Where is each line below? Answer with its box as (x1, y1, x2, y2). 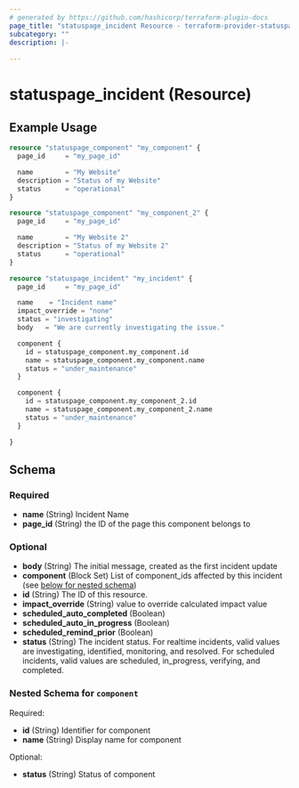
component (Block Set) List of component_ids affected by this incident (21, 571, 283, 581)
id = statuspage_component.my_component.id (25, 347, 190, 356)
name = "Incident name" (17, 298, 117, 307)
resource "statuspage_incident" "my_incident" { (9, 273, 193, 283)
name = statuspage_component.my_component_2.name (25, 405, 214, 414)
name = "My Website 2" (17, 233, 129, 242)
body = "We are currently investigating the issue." (17, 323, 225, 332)
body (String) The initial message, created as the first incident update (21, 561, 278, 572)
